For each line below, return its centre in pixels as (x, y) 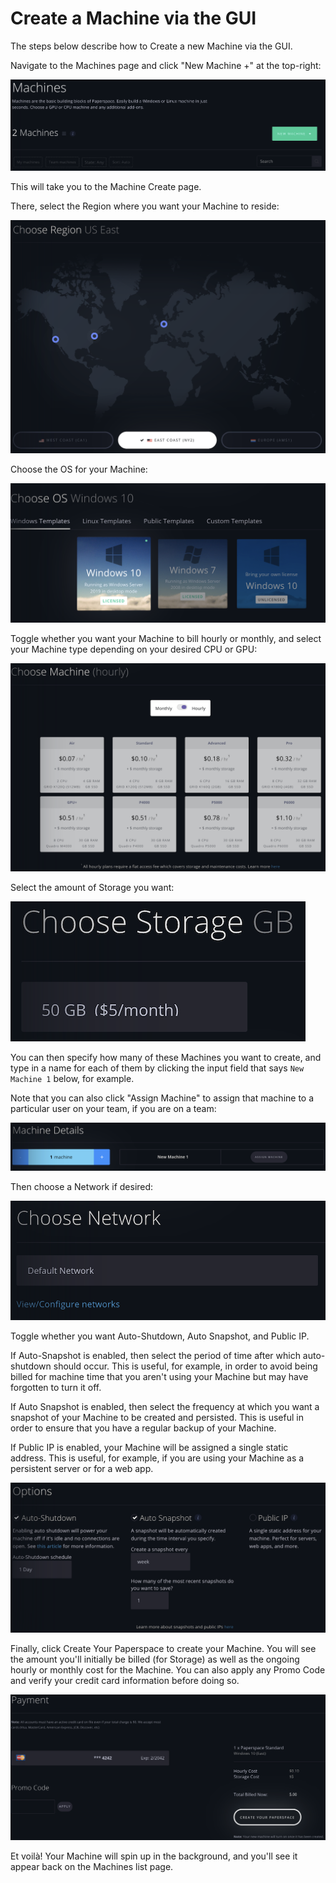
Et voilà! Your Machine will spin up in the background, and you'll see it (154, 1856)
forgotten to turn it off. (56, 1387)
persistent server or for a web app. (82, 1468)
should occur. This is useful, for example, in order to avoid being (185, 1366)
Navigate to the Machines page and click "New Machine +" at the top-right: (166, 65)
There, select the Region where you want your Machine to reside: (145, 206)
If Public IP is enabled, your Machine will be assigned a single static (149, 1447)
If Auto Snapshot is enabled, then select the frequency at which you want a (165, 1406)
